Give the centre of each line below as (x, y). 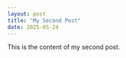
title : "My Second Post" (44, 21)
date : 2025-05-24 (33, 27)
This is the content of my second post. (64, 47)
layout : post (27, 14)
